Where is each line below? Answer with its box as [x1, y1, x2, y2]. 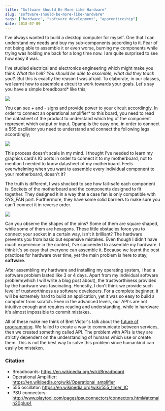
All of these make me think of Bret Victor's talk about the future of [5, 319, 139, 324]
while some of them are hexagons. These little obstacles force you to [5, 226, 145, 232]
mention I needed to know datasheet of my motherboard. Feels [5, 161, 133, 167]
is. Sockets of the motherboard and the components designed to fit [5, 186, 142, 192]
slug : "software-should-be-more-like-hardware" [5, 12, 105, 17]
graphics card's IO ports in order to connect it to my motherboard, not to [5, 155, 152, 161]
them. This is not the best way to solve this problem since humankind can [5, 340, 154, 346]
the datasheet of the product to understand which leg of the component [5, 116, 151, 122]
